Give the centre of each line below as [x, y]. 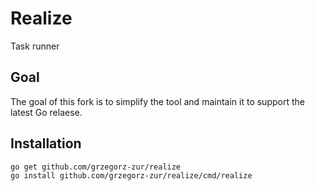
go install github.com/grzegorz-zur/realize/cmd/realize [131, 175]
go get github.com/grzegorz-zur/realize [96, 167]
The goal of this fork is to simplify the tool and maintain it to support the [157, 101]
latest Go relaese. [46, 112]
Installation [46, 143]
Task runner [35, 46]
